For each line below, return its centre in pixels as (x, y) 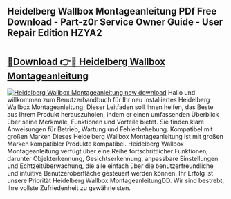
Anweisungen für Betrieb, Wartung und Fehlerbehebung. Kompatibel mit (110, 129)
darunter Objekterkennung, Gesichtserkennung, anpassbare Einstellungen (113, 159)
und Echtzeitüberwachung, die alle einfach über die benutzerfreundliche (110, 166)
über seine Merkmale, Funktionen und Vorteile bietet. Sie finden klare (106, 122)
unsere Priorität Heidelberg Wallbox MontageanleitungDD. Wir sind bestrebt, (116, 180)
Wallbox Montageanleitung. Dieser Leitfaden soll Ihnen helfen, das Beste (110, 107)
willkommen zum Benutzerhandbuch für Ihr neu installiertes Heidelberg (109, 100)
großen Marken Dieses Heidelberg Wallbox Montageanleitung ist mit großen (115, 136)
